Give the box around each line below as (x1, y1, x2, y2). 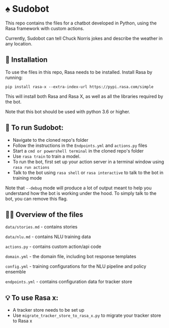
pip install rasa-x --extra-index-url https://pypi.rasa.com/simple (5, 84, 154, 89)
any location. (5, 40, 33, 46)
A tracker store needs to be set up (12, 307, 85, 313)
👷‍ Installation (5, 56, 48, 64)
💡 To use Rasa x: (5, 293, 59, 302)
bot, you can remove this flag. (5, 195, 68, 201)
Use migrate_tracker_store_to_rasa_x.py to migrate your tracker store (12, 312, 161, 319)
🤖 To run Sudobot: (5, 123, 64, 132)
